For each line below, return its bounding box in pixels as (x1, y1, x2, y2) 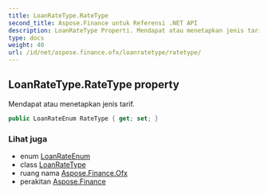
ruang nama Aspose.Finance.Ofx (19, 168, 128, 177)
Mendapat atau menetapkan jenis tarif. (8, 99, 136, 108)
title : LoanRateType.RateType (8, 11, 109, 20)
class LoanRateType (19, 160, 86, 169)
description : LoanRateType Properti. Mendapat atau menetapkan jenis (8, 26, 245, 34)
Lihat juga (8, 133, 48, 144)
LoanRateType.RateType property (8, 78, 179, 91)
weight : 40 (8, 41, 45, 49)
